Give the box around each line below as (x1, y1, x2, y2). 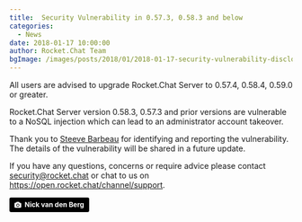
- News (17, 30, 42, 39)
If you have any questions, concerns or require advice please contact (9, 161, 267, 171)
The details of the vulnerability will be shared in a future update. (9, 143, 245, 154)
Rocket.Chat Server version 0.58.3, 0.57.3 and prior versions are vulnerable (9, 107, 288, 117)
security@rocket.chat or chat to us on (9, 170, 150, 181)
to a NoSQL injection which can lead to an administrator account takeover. (9, 116, 284, 127)
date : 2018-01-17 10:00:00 (9, 38, 111, 48)
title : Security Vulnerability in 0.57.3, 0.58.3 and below (9, 13, 244, 22)
